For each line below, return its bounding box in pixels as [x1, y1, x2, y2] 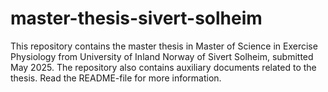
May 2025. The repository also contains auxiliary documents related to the [10, 61, 317, 73]
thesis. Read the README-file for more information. [10, 72, 222, 84]
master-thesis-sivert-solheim [10, 7, 263, 30]
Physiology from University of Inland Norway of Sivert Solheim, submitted [10, 50, 314, 62]
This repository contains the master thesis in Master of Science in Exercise [10, 40, 318, 52]
